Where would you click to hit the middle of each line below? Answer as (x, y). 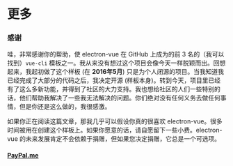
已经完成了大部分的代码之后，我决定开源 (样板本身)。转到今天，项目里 (108, 80)
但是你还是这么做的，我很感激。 (65, 107)
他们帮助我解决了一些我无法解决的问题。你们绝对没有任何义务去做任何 (120, 98)
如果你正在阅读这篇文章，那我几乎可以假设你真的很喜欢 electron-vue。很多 (115, 121)
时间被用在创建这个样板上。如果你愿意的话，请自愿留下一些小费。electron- (115, 130)
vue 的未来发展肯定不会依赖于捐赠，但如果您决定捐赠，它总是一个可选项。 (114, 139)
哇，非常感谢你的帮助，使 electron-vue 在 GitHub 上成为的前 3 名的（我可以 (116, 54)
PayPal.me (23, 156)
